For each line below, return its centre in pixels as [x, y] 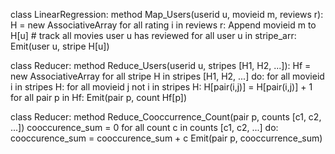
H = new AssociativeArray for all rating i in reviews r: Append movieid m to [163, 25]
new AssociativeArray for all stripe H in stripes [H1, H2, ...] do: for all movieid [167, 76]
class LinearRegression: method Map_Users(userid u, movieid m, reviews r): [167, 14]
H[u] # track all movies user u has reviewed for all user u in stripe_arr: [153, 35]
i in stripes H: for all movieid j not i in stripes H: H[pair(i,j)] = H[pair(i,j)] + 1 [161, 87]
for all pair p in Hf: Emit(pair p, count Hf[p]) [99, 97]
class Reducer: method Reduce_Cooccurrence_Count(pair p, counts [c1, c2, [166, 117]
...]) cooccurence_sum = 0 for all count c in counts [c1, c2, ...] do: [144, 127]
